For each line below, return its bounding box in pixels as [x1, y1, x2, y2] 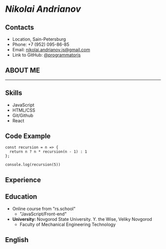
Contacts [5, 23, 35, 32]
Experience [5, 175, 41, 184]
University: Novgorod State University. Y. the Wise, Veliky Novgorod [12, 216, 152, 222]
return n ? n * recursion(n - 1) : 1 [9, 149, 87, 154]
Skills [5, 89, 22, 97]
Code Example [5, 132, 51, 140]
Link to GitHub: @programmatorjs [12, 52, 81, 58]
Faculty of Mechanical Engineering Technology [19, 221, 116, 227]
